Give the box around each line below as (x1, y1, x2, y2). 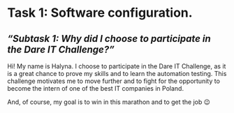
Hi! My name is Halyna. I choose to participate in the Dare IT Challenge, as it (7, 62, 226, 70)
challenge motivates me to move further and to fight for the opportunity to (7, 77, 220, 85)
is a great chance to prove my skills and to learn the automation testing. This (7, 70, 227, 77)
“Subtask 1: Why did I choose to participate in (7, 33, 211, 45)
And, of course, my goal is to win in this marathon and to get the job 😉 (7, 98, 211, 106)
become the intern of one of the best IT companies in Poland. (7, 84, 184, 92)
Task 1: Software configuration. (7, 5, 193, 21)
